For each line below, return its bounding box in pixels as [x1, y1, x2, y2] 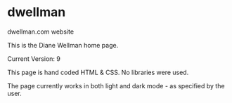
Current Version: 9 [7, 54, 61, 63]
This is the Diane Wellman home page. [7, 41, 119, 49]
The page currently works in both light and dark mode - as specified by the [7, 81, 225, 90]
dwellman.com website [7, 27, 75, 36]
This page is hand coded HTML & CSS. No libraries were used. [7, 68, 189, 76]
